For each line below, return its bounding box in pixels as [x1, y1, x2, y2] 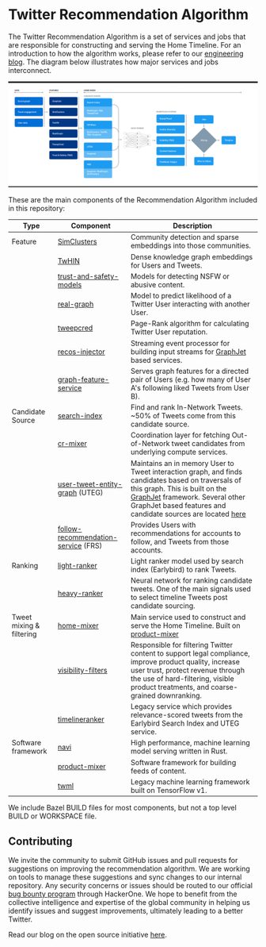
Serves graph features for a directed [130, 366, 249, 375]
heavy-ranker [57, 588, 104, 598]
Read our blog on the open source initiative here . [8, 930, 168, 940]
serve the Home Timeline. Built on [130, 621, 241, 630]
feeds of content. [130, 766, 187, 776]
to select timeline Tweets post [130, 593, 228, 602]
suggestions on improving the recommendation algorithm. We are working [8, 864, 251, 874]
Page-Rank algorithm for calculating [130, 319, 249, 329]
